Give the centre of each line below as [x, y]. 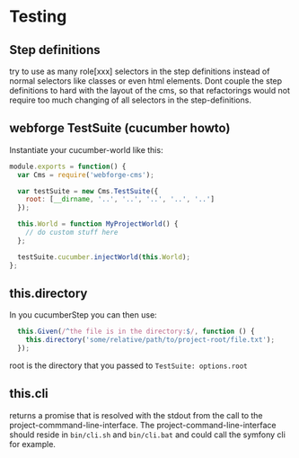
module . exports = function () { [68, 166]
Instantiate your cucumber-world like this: [86, 149]
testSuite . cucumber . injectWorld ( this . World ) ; [104, 257]
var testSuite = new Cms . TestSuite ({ [88, 191]
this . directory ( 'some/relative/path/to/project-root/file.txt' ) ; [150, 340]
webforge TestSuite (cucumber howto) [120, 128]
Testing [38, 17]
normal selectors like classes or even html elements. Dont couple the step [146, 81]
